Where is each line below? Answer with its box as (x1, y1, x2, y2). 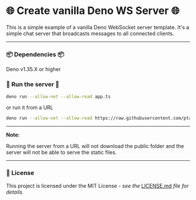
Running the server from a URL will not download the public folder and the (6, 143, 184, 150)
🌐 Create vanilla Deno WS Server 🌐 (6, 4, 180, 17)
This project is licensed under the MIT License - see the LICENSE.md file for (6, 182, 189, 189)
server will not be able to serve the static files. (6, 149, 117, 156)
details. (6, 188, 24, 195)
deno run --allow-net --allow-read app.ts (6, 93, 111, 100)
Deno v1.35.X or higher (6, 66, 61, 73)
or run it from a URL (6, 104, 54, 111)
